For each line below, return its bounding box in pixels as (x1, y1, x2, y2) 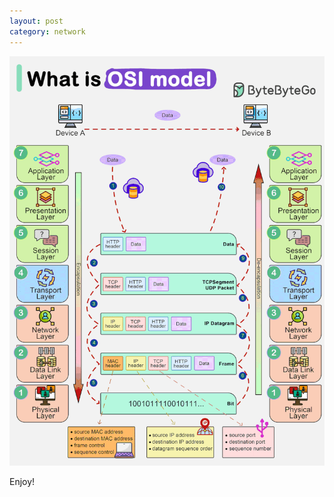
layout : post (9, 16, 64, 26)
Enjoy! (9, 476, 36, 488)
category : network (9, 26, 86, 37)
